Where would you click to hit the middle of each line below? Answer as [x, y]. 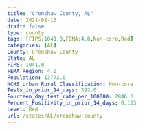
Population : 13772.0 [37, 77]
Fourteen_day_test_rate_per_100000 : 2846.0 [70, 97]
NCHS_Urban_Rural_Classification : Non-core [70, 84]
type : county [26, 33]
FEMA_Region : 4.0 [32, 71]
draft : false [26, 26]
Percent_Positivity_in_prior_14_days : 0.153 [72, 103]
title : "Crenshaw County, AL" [51, 13]
